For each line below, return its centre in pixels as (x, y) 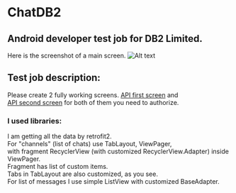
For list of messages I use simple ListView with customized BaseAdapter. (113, 182)
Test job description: (54, 78)
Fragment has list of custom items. (58, 167)
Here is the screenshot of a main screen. (67, 55)
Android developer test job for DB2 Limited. (105, 39)
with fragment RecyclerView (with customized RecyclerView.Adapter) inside (118, 151)
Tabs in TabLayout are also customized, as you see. (83, 174)
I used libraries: (35, 121)
